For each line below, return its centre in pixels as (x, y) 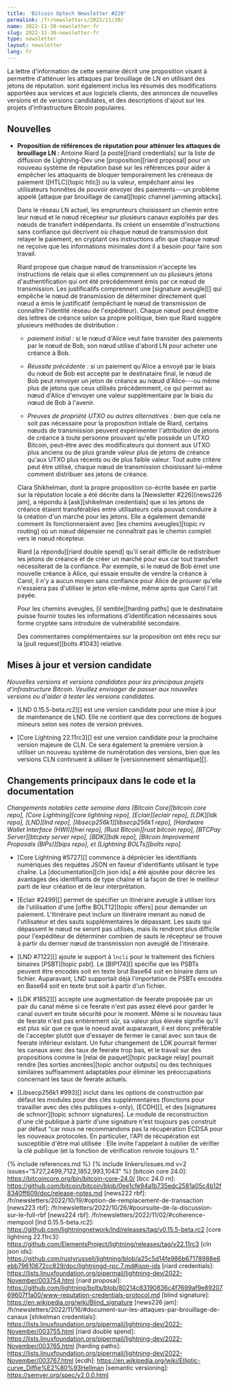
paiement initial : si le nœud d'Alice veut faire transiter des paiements (125, 338)
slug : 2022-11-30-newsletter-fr (53, 33)
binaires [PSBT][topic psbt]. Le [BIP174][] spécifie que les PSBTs (108, 964)
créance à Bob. (49, 353)
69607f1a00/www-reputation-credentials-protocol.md (84, 1295)
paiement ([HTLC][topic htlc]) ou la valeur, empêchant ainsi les (105, 182)
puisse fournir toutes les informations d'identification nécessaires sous (117, 616)
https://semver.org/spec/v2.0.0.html (58, 1375)
